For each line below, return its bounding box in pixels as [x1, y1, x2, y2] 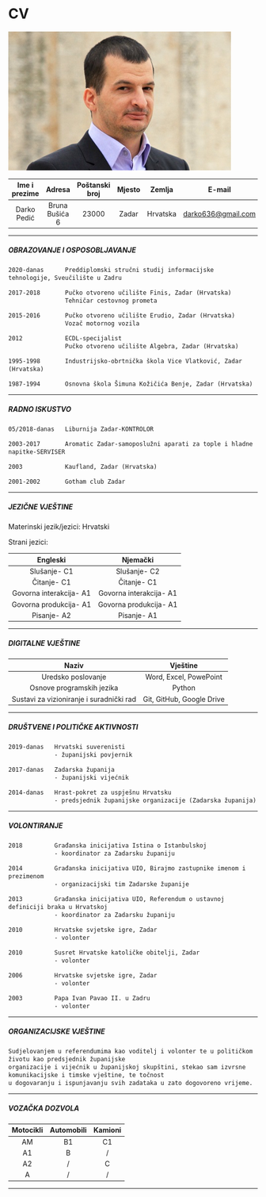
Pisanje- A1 [118, 610, 158, 620]
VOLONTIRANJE [8, 820, 63, 830]
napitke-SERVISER [8, 448, 66, 456]
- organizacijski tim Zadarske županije [54, 880, 190, 888]
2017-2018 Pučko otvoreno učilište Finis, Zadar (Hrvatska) [8, 289, 232, 297]
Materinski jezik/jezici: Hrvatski [8, 522, 110, 531]
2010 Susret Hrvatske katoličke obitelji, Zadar [8, 949, 200, 957]
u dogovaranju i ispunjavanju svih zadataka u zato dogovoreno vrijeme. [8, 1079, 253, 1087]
